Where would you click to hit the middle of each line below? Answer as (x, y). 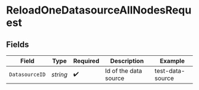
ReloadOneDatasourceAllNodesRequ (99, 10)
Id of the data (123, 71)
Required (86, 61)
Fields (18, 44)
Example (172, 61)
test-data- (170, 71)
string (60, 74)
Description (127, 61)
